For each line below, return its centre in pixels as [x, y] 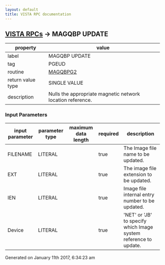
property [26, 48]
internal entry [139, 194]
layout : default [22, 10]
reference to [138, 239]
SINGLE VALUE [66, 83]
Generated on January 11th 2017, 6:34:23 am [50, 257]
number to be [139, 200]
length [81, 140]
